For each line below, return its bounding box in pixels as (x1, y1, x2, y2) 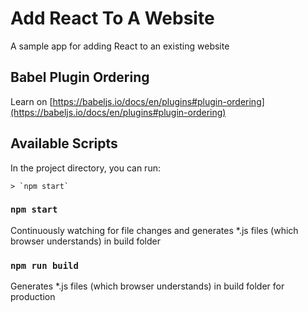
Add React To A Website (10, 7, 215, 30)
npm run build (10, 260, 79, 271)
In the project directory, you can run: (10, 162, 161, 174)
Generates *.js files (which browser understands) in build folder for (10, 280, 285, 292)
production (10, 291, 56, 303)
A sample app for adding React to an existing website (10, 40, 230, 52)
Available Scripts (10, 135, 118, 152)
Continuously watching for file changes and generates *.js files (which (10, 224, 299, 236)
